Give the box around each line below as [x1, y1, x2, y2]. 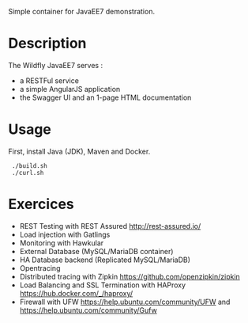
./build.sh [11, 161, 47, 169]
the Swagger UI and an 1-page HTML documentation [19, 93, 192, 102]
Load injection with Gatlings [19, 230, 111, 239]
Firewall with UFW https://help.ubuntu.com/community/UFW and [19, 297, 231, 306]
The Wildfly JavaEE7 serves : [8, 60, 103, 70]
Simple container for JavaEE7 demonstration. [8, 7, 156, 16]
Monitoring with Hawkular [19, 237, 104, 248]
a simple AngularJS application [19, 84, 121, 93]
